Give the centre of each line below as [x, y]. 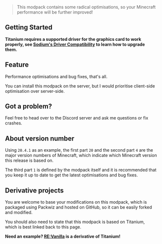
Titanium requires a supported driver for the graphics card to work [73, 39]
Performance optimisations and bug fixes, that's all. [56, 76]
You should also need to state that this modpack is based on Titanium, [75, 222]
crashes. [14, 123]
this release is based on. [29, 160]
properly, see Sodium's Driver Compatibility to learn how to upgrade [75, 44]
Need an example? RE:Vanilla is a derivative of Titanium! [63, 236]
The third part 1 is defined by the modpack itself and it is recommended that [81, 170]
